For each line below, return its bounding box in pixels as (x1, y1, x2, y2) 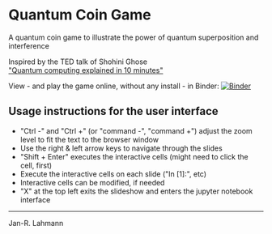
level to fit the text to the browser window (19, 134, 159, 144)
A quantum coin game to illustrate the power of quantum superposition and (8, 32, 259, 42)
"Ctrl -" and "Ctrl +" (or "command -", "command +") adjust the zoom (19, 126, 253, 135)
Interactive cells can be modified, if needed (19, 177, 165, 187)
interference (8, 40, 50, 50)
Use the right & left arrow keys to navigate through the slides (19, 143, 223, 153)
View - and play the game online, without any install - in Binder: (8, 81, 220, 91)
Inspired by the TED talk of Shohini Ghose (8, 57, 148, 66)
